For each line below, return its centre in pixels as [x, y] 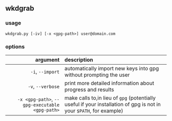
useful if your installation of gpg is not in [113, 104]
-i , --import [45, 71]
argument [47, 59]
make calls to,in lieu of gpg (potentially [110, 98]
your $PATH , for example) [94, 111]
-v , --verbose [44, 86]
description [79, 59]
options [15, 47]
